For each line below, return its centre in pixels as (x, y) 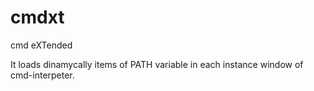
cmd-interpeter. (42, 75)
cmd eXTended (41, 45)
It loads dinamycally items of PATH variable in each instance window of (157, 64)
